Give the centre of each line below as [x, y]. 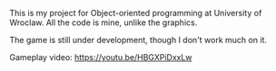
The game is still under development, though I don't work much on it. [138, 40]
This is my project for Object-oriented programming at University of [136, 13]
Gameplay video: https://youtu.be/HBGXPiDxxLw [101, 57]
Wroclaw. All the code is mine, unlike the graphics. [103, 22]
